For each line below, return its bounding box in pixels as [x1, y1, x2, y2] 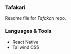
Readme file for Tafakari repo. [5, 15, 67, 21]
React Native [12, 39, 38, 45]
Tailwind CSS [12, 44, 39, 50]
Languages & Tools [5, 28, 52, 35]
